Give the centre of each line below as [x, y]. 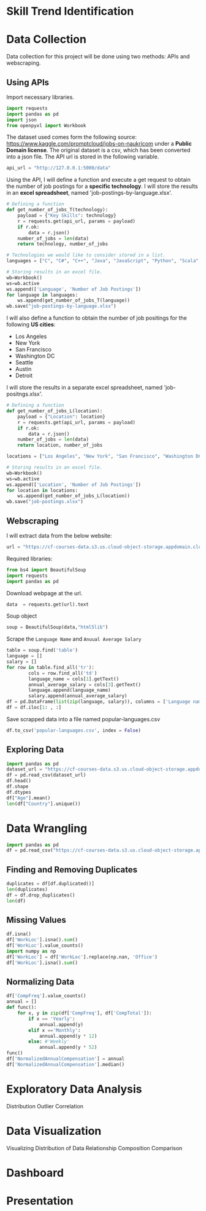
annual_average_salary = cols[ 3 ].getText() [85, 684]
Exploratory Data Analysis [74, 1089]
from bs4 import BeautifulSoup [46, 570]
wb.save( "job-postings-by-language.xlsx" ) [61, 306]
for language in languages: [42, 295]
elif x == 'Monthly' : [55, 1030]
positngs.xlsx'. [25, 394]
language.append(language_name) [70, 690]
